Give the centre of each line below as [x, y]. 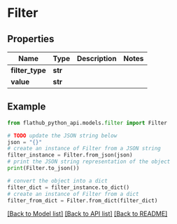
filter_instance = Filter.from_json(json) [70, 155]
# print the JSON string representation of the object [89, 162]
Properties [31, 39]
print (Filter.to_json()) [43, 169]
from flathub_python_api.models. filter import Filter [87, 123]
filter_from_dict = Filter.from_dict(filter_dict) [83, 200]
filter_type [29, 70]
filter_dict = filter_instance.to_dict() [69, 187]
